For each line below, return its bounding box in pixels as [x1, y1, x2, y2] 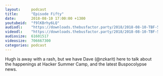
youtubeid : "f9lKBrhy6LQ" [5, 20, 60, 25]
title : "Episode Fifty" [5, 12, 64, 16]
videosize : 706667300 [5, 38, 51, 43]
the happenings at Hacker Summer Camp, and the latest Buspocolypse [5, 61, 147, 67]
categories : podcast [5, 43, 47, 48]
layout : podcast [5, 7, 47, 12]
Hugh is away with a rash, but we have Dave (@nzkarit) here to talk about [5, 56, 152, 62]
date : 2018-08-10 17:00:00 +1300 [5, 16, 86, 21]
